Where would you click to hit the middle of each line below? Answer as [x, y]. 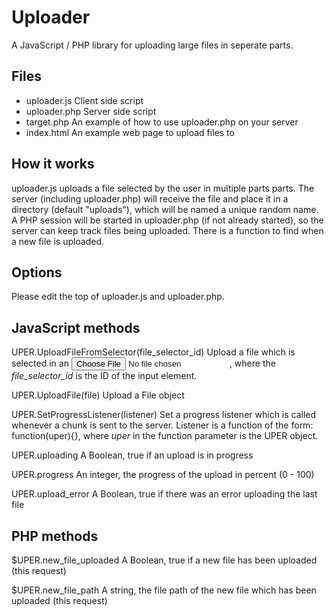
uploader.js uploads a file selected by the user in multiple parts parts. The [163, 188]
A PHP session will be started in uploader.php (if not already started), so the [167, 220]
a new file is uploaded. [58, 241]
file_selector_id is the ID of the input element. [104, 376]
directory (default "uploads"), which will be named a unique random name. [165, 209]
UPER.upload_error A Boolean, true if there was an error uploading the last [164, 494]
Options [37, 272]
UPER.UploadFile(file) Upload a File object [98, 395]
